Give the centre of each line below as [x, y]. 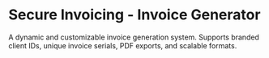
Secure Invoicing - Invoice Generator [134, 15]
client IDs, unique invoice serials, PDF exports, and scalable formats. [123, 45]
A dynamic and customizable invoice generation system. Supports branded [134, 37]
